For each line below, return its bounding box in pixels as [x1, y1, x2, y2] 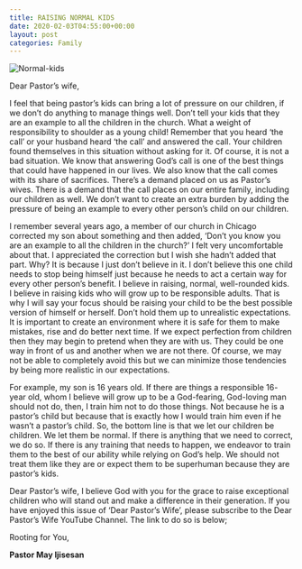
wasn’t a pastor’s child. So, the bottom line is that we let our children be [9, 420, 275, 431]
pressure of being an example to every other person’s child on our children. [9, 204, 289, 215]
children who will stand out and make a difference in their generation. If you [9, 495, 290, 506]
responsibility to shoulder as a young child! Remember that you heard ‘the [9, 127, 284, 138]
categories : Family [9, 38, 83, 48]
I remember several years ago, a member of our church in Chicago [9, 221, 257, 232]
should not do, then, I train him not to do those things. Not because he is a [9, 401, 285, 412]
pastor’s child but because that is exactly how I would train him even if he [9, 411, 282, 422]
